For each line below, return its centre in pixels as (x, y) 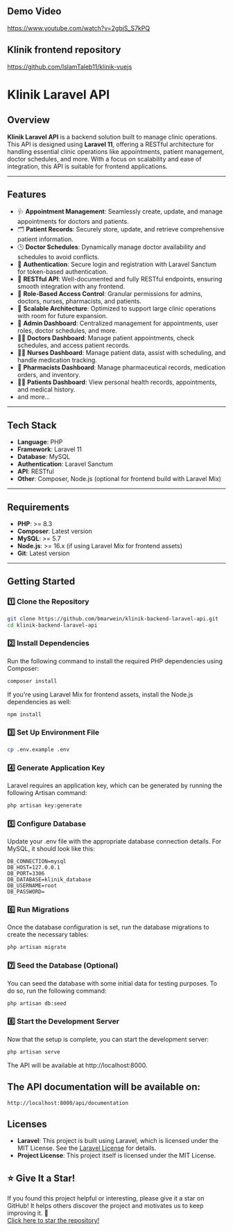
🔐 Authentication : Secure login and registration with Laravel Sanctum (117, 264)
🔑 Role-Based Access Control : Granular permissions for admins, (110, 294)
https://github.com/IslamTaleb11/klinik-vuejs (70, 67)
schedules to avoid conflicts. (58, 257)
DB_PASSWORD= (26, 892)
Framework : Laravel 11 (49, 449)
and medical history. (46, 390)
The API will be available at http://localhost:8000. (77, 1065)
